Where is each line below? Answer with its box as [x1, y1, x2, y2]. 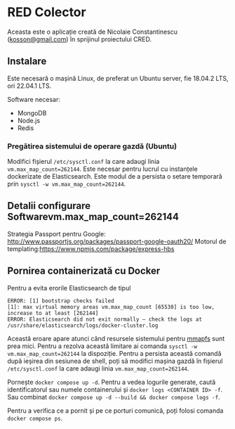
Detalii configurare [7, 200, 91, 212]
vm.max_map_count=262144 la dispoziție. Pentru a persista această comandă [7, 349, 222, 357]
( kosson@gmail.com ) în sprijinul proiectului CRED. [7, 34, 152, 43]
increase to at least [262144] [7, 309, 99, 316]
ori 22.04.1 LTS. [7, 82, 52, 90]
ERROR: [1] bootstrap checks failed [7, 297, 114, 305]
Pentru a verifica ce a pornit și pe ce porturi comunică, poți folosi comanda [7, 406, 224, 415]
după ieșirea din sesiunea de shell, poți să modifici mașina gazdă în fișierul [7, 357, 223, 365]
